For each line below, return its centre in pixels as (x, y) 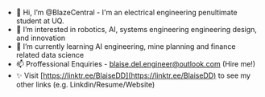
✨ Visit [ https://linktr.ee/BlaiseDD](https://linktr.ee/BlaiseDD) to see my (133, 75)
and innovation (41, 38)
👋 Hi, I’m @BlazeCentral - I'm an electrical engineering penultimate (126, 12)
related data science (50, 55)
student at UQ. (40, 21)
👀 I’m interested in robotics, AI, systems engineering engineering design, (137, 29)
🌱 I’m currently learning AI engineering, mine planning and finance (126, 46)
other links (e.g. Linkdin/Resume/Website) (85, 85)
